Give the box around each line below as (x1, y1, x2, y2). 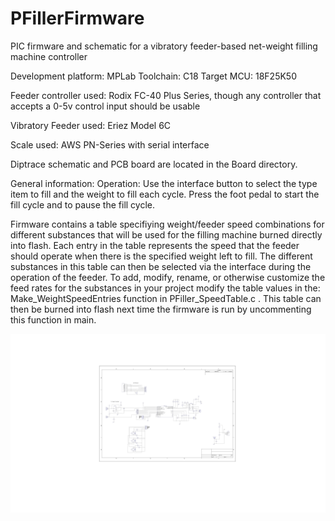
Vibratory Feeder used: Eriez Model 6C (10, 119, 172, 131)
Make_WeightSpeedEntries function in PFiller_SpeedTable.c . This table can (10, 292, 322, 304)
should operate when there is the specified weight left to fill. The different (10, 250, 313, 262)
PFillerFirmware (10, 7, 145, 30)
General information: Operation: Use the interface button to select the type (10, 177, 318, 189)
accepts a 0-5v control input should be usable (10, 100, 201, 112)
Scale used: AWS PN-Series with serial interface (10, 138, 210, 151)
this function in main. (10, 313, 97, 326)
